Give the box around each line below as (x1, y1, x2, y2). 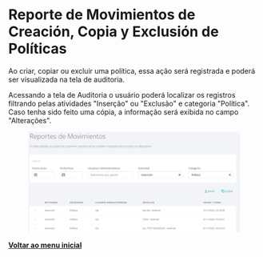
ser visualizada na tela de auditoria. (8, 74, 126, 84)
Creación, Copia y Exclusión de (8, 22, 219, 41)
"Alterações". (8, 115, 52, 125)
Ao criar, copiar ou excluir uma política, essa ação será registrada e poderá (8, 66, 256, 75)
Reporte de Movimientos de (8, 6, 196, 24)
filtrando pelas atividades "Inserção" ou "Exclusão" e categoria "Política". (8, 98, 250, 108)
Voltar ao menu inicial (8, 240, 82, 250)
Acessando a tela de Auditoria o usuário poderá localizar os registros (8, 90, 236, 99)
